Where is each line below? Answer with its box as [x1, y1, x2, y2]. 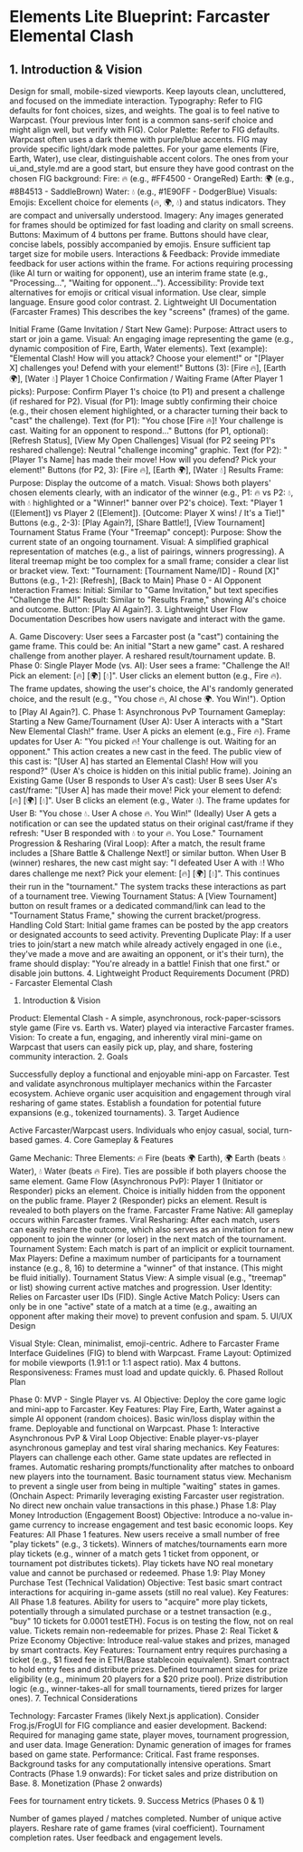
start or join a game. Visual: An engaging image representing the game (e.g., [9, 334, 294, 344]
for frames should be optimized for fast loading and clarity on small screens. [9, 219, 294, 230]
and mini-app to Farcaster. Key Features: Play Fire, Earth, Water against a [9, 1404, 282, 1414]
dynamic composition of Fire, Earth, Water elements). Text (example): [9, 343, 269, 354]
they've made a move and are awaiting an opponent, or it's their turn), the [9, 949, 284, 959]
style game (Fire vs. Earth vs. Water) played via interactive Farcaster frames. [9, 1022, 295, 1033]
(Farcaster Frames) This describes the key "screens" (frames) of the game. [9, 307, 290, 317]
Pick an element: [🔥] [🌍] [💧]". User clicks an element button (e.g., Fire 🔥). [9, 670, 282, 681]
